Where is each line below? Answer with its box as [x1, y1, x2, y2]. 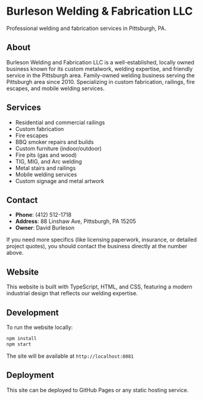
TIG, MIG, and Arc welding [15, 157, 82, 165]
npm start [6, 341, 32, 347]
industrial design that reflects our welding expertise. [6, 290, 138, 297]
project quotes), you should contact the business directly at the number [6, 243, 188, 250]
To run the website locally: [6, 323, 73, 331]
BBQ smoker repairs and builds [15, 138, 94, 145]
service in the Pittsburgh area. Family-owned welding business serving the [6, 72, 195, 79]
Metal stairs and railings [15, 164, 76, 172]
